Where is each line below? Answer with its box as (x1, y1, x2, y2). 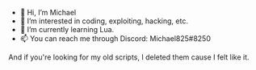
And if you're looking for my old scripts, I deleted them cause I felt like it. (8, 52, 250, 62)
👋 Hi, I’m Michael (19, 8, 77, 17)
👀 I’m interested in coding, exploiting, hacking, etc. (19, 16, 188, 26)
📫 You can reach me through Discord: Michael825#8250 (19, 34, 212, 43)
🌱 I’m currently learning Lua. (19, 25, 115, 34)
